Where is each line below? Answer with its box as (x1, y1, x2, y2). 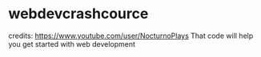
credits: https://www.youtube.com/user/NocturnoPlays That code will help (8, 31, 254, 40)
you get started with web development (8, 39, 136, 48)
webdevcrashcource (8, 5, 149, 23)
